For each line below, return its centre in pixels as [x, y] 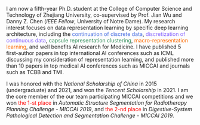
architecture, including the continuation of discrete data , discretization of [96, 34]
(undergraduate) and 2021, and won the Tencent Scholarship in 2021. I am [97, 90]
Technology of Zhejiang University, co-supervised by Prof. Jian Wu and [94, 15]
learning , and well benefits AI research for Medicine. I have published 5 [94, 47]
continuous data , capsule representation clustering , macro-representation [97, 40]
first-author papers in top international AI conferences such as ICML [90, 53]
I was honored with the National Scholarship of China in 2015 [81, 84]
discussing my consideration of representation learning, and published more [100, 60]
